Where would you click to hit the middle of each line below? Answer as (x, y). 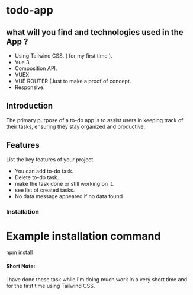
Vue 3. (23, 62)
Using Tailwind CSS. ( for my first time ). (63, 56)
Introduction (30, 106)
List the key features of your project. (50, 159)
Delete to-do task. (37, 177)
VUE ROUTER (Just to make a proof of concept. (73, 81)
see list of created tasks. (45, 190)
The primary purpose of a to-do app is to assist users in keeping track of (95, 120)
